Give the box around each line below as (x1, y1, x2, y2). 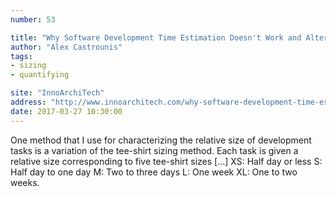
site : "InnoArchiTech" (10, 88, 105, 98)
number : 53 (10, 14, 56, 25)
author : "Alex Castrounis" (10, 42, 123, 52)
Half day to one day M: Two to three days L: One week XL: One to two (10, 166, 298, 178)
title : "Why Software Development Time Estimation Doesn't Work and (10, 32, 302, 43)
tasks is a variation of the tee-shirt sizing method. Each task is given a (10, 144, 299, 156)
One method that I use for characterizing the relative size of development (10, 134, 312, 146)
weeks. (10, 176, 40, 188)
